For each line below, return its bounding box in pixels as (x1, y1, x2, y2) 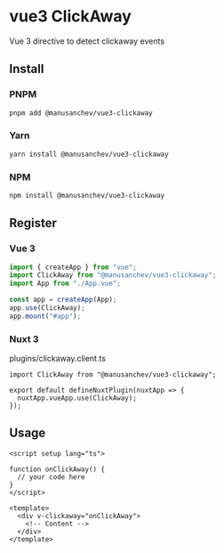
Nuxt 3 (9, 332, 39, 345)
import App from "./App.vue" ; (9, 279, 122, 289)
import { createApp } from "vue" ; (9, 263, 138, 272)
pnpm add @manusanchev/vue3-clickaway (9, 109, 153, 118)
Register (9, 216, 58, 231)
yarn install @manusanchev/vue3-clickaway (9, 150, 169, 159)
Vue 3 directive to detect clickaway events (9, 36, 165, 46)
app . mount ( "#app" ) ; (9, 312, 82, 321)
